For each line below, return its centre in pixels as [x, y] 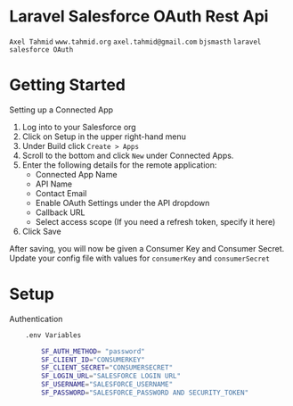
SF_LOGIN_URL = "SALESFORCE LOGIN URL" [111, 377]
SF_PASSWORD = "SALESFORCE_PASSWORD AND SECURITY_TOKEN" [145, 393]
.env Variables [53, 335]
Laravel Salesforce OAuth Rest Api [139, 17]
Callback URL [60, 212]
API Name [54, 184]
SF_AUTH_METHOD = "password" [93, 351]
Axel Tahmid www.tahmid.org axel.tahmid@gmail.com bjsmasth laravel [135, 42]
